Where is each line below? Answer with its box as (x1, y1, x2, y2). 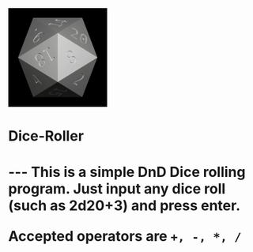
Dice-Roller (8, 127, 85, 145)
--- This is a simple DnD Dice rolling (8, 164, 246, 181)
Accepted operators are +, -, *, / (8, 228, 242, 246)
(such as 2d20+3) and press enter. (8, 197, 241, 215)
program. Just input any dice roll (8, 180, 226, 198)
